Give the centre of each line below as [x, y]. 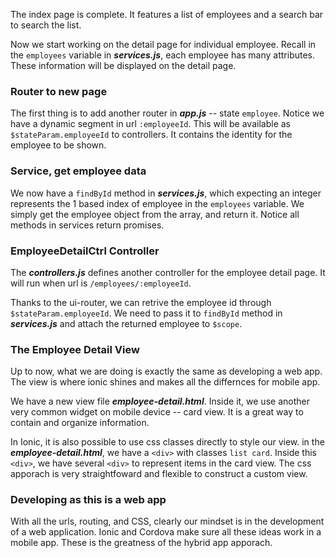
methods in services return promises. [87, 225]
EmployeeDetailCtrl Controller [85, 251]
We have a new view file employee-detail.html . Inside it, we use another [160, 401]
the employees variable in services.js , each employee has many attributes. [163, 55]
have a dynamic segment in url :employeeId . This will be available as [150, 124]
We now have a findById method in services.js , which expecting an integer [166, 193]
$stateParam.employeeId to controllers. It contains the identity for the [151, 135]
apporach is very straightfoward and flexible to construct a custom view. [159, 474]
